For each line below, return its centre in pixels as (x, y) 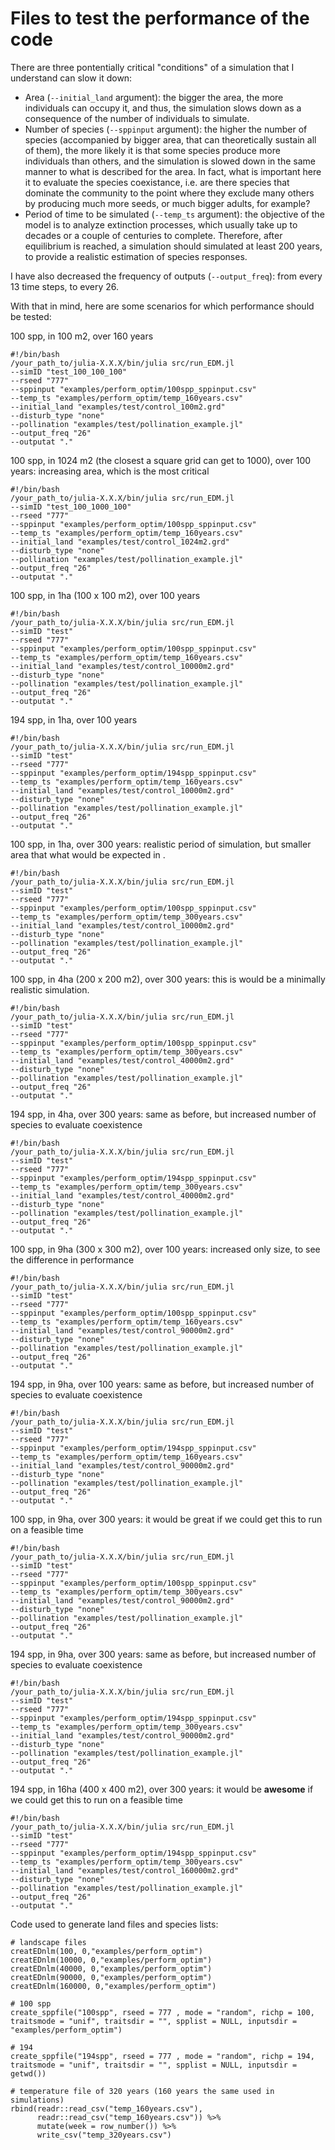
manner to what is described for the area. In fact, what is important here (173, 171)
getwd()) (28, 2073)
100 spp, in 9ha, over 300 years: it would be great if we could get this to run (166, 1519)
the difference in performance (72, 1259)
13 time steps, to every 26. (65, 286)
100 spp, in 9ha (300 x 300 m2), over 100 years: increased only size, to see (165, 1249)
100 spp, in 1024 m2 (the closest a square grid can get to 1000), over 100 (161, 460)
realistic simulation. (50, 989)
